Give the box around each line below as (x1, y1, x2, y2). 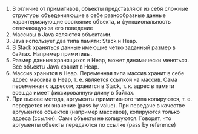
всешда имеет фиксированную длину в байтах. (12, 89, 135, 96)
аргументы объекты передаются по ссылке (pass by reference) (12, 121, 176, 128)
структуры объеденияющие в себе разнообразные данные (12, 12, 167, 19)
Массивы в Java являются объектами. (12, 31, 112, 38)
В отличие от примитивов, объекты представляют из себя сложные (12, 5, 189, 12)
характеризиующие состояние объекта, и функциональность (12, 18, 171, 25)
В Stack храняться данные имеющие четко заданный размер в (12, 44, 176, 51)
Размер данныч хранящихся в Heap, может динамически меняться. (12, 57, 190, 64)
